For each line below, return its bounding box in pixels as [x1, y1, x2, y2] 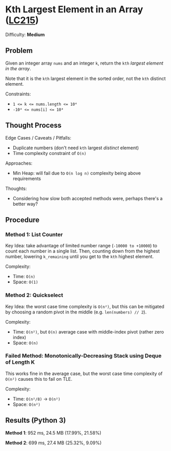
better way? [12, 201, 38, 207]
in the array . [5, 65, 31, 71]
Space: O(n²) [12, 401, 41, 407]
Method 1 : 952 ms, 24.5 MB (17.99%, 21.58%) [5, 429, 101, 436]
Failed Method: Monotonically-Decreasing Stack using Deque [5, 352, 162, 360]
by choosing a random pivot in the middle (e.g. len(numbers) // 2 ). [5, 309, 147, 315]
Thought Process [5, 121, 61, 130]
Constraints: [5, 91, 31, 97]
